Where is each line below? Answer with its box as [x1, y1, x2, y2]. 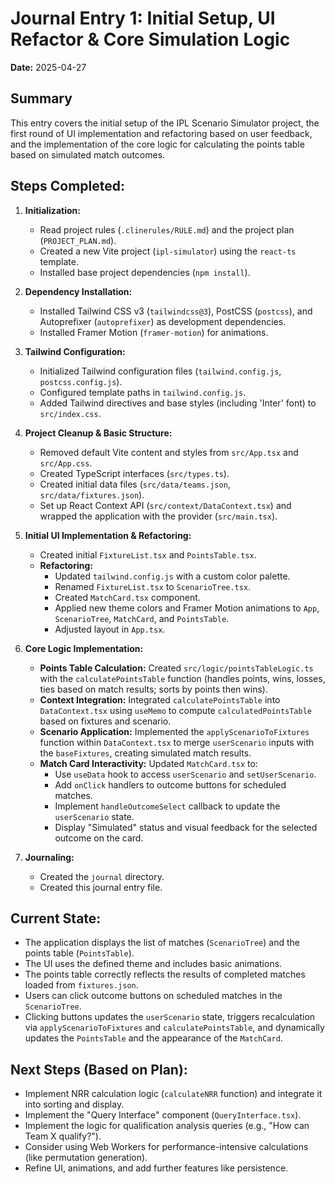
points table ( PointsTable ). [24, 947, 135, 959]
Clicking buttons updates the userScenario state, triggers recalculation [24, 1011, 316, 1023]
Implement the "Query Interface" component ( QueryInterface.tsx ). [24, 1109, 302, 1121]
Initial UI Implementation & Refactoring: [24, 529, 192, 541]
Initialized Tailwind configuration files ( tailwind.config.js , [39, 365, 282, 377]
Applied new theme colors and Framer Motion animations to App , [54, 602, 320, 614]
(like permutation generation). [24, 1152, 148, 1164]
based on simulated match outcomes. [10, 148, 166, 161]
